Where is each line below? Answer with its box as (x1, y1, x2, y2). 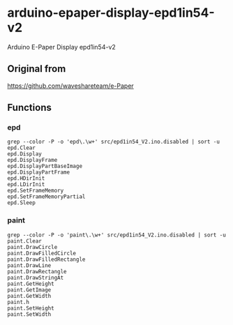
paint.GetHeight (7, 280, 54, 287)
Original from (7, 63, 66, 75)
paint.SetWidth (7, 310, 52, 318)
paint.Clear (7, 237, 42, 245)
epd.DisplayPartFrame (7, 169, 70, 176)
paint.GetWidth (7, 292, 52, 299)
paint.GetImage (7, 286, 52, 294)
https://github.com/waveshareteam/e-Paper (7, 82, 134, 90)
